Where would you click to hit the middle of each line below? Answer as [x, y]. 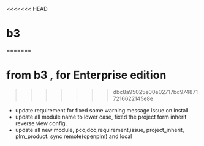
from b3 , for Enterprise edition [86, 75]
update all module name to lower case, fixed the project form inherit [101, 117]
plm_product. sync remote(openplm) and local [74, 136]
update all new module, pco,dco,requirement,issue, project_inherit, [100, 130]
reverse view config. [41, 123]
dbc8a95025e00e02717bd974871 [155, 92]
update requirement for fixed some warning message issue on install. [103, 110]
